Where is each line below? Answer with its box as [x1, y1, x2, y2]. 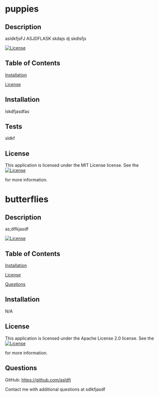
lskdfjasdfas [5, 108, 30, 114]
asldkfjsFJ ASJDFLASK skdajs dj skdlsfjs [5, 35, 87, 41]
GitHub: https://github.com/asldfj [5, 377, 71, 382]
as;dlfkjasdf [5, 226, 29, 232]
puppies [5, 3, 39, 15]
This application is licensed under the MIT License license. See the [5, 162, 139, 168]
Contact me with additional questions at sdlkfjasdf [5, 386, 106, 392]
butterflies [5, 194, 49, 205]
